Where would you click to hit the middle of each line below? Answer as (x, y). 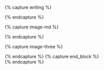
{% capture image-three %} (34, 47)
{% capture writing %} (28, 7)
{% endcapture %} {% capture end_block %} (52, 56)
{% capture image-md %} (32, 27)
